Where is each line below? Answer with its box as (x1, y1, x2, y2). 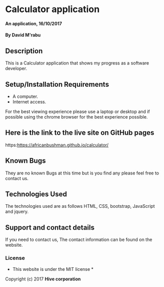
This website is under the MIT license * (12, 266, 94, 272)
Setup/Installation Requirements (5, 80, 109, 89)
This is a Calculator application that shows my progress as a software (5, 60, 149, 66)
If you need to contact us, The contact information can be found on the (5, 237, 152, 243)
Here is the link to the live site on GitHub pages (5, 129, 154, 137)
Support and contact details (5, 223, 95, 232)
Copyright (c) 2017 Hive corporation (5, 276, 81, 282)
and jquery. (5, 208, 29, 215)
